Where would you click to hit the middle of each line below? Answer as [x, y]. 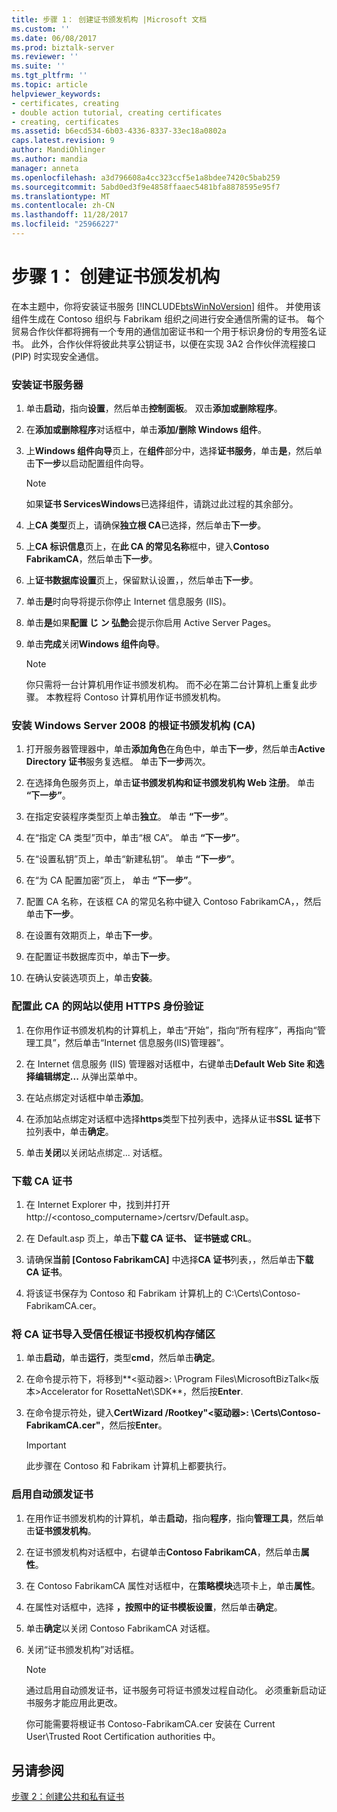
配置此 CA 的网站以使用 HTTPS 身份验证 [107, 1006]
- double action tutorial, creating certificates [117, 112]
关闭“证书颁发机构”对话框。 [82, 1649]
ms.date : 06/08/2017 [54, 38]
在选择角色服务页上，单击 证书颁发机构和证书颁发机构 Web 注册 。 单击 [170, 783]
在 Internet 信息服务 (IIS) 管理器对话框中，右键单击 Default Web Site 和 [170, 1063]
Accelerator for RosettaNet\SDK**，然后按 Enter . [142, 1392]
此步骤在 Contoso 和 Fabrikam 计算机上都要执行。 [129, 1466]
